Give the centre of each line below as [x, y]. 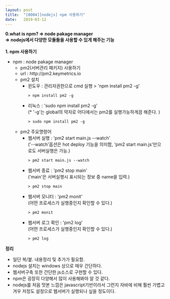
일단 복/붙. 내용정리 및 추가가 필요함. [48, 259]
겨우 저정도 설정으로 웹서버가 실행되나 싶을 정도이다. [64, 291]
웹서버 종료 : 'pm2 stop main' [57, 170]
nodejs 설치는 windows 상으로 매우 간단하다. [57, 266]
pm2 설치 [30, 80]
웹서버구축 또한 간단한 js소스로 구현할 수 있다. [58, 272]
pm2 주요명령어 [36, 132]
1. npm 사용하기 [21, 52]
